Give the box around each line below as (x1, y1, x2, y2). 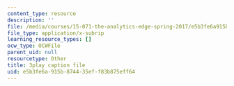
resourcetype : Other (7, 55, 68, 62)
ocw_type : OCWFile (7, 42, 61, 49)
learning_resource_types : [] (7, 36, 92, 43)
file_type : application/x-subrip (7, 29, 104, 37)
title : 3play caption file (7, 62, 86, 69)
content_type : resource (7, 10, 77, 17)
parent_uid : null (7, 49, 58, 56)
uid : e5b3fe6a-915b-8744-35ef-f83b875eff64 (7, 68, 136, 75)
